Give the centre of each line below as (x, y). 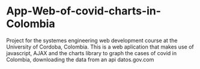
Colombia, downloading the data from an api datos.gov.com (80, 59)
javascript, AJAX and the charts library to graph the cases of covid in (92, 53)
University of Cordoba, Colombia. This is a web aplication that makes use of (100, 47)
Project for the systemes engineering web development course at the (92, 40)
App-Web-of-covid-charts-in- (83, 11)
